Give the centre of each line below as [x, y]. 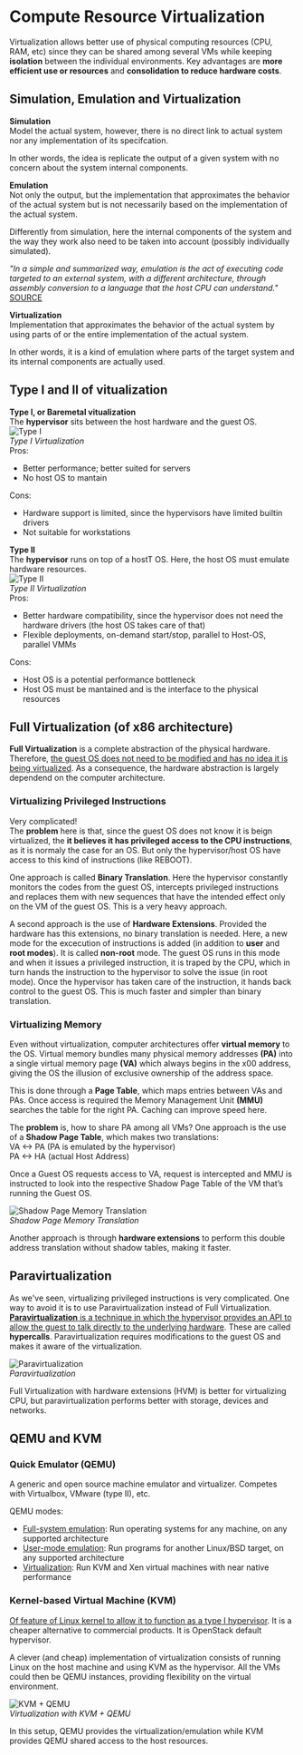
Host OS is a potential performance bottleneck [109, 679]
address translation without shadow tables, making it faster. [120, 1247]
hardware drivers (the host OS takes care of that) [114, 625]
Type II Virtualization [48, 588]
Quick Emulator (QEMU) [62, 1465]
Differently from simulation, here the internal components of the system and [151, 231]
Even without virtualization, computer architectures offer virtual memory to [150, 1044]
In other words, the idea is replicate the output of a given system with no [144, 158]
